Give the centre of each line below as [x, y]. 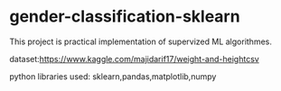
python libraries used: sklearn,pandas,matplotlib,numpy [113, 76]
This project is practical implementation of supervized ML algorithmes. [141, 41]
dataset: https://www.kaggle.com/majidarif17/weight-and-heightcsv [134, 59]
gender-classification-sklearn [125, 17]
